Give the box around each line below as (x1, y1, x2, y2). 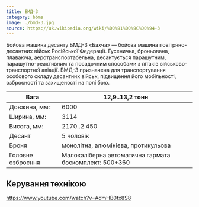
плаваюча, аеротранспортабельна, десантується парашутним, (6, 54, 166, 61)
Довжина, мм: (9, 103, 50, 111)
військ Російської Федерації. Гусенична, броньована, (34, 48, 170, 55)
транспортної (6, 66, 40, 74)
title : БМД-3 (6, 8, 38, 15)
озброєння (9, 159, 40, 167)
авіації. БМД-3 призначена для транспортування (41, 66, 166, 74)
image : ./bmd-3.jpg (6, 20, 54, 25)
